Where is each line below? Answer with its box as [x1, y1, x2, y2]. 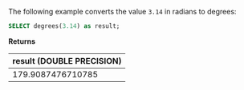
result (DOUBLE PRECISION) [12, 55, 122, 66]
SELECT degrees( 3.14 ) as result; [8, 22, 120, 30]
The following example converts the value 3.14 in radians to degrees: [8, 7, 237, 16]
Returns [8, 36, 36, 46]
